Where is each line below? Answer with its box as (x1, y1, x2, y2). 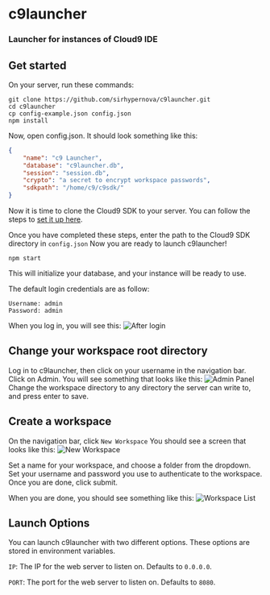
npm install (8, 116, 48, 125)
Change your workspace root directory (8, 344, 208, 358)
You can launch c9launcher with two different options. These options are (8, 538, 250, 547)
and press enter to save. (8, 391, 89, 401)
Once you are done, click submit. (8, 477, 118, 487)
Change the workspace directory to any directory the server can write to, (8, 382, 251, 392)
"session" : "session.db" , (23, 169, 110, 177)
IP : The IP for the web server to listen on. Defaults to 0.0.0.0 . (8, 562, 212, 572)
